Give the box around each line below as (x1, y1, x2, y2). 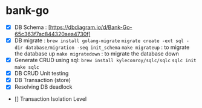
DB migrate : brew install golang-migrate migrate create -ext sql (14, 37, 184, 44)
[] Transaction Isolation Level (14, 95, 87, 103)
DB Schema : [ (14, 24, 51, 31)
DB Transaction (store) (14, 77, 71, 84)
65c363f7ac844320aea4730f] (14, 31, 91, 37)
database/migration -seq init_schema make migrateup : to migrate (25, 43, 190, 51)
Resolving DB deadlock (14, 83, 73, 91)
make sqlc (14, 65, 40, 71)
